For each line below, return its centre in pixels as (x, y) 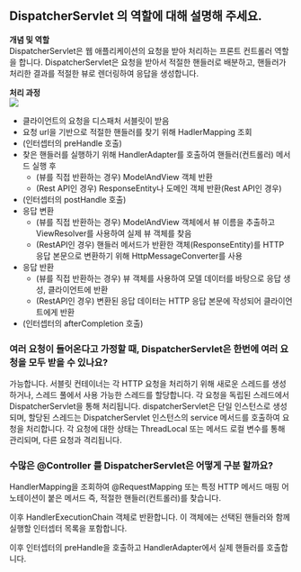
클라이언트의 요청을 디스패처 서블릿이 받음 (96, 121)
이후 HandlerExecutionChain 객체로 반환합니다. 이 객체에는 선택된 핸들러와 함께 (150, 517)
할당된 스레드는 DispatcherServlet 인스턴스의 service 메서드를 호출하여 (154, 418)
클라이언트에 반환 (78, 289)
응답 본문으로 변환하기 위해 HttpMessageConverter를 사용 (139, 256)
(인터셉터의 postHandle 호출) (74, 199)
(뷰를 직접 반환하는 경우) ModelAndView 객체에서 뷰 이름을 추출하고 (155, 222)
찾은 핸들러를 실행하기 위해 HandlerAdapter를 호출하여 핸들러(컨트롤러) (148, 154)
